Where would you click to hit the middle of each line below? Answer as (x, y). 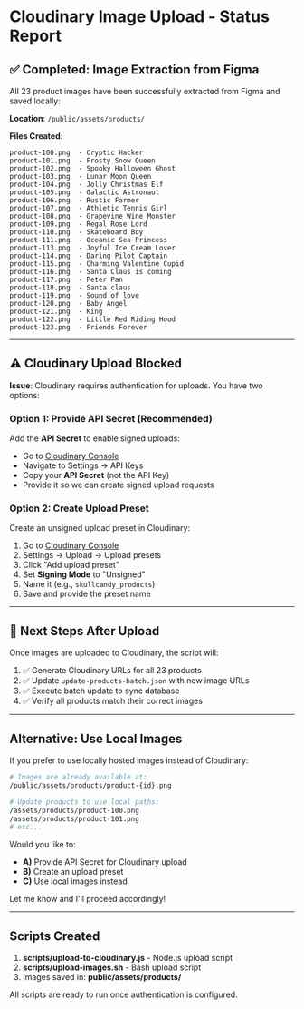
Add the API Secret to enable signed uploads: (95, 438)
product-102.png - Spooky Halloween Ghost (93, 169)
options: (25, 395)
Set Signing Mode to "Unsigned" (84, 574)
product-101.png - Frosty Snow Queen (82, 161)
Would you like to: (43, 845)
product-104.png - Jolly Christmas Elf (87, 184)
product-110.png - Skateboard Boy (76, 232)
